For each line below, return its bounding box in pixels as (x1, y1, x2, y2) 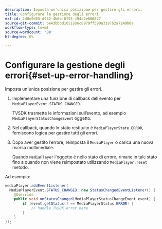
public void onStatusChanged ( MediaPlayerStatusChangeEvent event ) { (14, 197, 156, 202)
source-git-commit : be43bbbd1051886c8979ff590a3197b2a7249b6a (5, 20, 134, 26)
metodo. (12, 164, 29, 170)
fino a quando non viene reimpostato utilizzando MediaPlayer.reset (12, 159, 147, 165)
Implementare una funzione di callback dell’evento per (12, 95, 121, 101)
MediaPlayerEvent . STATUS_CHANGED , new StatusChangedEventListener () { (9, 188, 156, 192)
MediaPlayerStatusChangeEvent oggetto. (12, 115, 91, 121)
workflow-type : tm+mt (5, 25, 49, 30)
